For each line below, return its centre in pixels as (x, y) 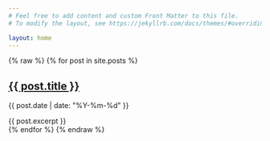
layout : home (30, 38)
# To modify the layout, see (57, 23)
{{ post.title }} (44, 86)
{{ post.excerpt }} (37, 121)
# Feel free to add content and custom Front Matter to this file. (124, 16)
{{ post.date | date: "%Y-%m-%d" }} (69, 106)
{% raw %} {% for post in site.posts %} (73, 60)
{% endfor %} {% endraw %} (57, 130)
